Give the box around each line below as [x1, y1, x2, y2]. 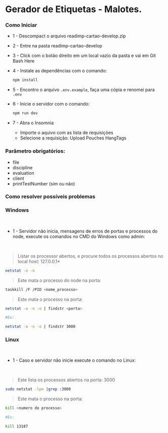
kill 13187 [5, 424, 28, 429]
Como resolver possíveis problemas [5, 193, 96, 200]
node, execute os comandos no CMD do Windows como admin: [12, 233, 145, 239]
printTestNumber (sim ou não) [12, 180, 75, 186]
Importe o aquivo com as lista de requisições [20, 130, 114, 136]
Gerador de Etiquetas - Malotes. [5, 4, 142, 15]
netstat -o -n [5, 268, 35, 273]
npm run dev [12, 111, 38, 116]
